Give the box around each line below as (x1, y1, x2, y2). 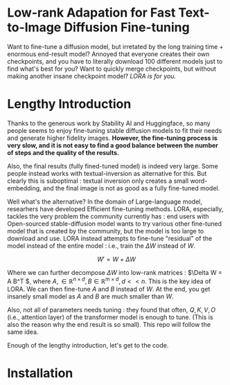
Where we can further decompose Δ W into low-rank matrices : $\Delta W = (7, 268, 223, 276)
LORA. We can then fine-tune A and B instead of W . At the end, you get (7, 285, 211, 293)
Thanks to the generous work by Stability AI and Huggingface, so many (7, 119, 211, 127)
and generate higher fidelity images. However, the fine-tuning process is (7, 134, 218, 142)
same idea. (7, 328, 39, 336)
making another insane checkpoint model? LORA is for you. (7, 71, 177, 80)
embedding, (7, 183, 42, 192)
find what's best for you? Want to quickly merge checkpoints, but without (7, 64, 217, 73)
